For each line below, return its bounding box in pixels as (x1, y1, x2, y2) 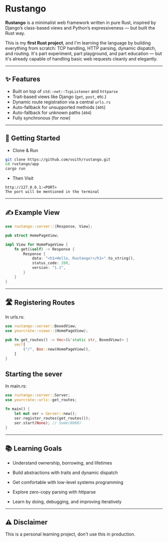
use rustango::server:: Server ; (5, 393, 70, 398)
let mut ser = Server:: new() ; (14, 411, 77, 416)
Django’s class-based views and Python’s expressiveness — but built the (5, 24, 155, 30)
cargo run (5, 166, 26, 171)
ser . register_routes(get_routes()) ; (14, 415, 91, 420)
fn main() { (5, 406, 30, 411)
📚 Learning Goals (5, 444, 62, 452)
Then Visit (12, 175, 33, 181)
